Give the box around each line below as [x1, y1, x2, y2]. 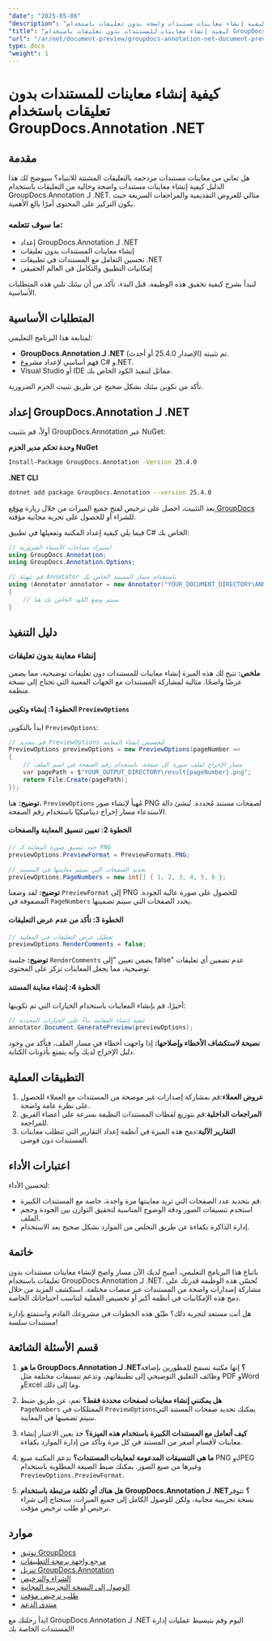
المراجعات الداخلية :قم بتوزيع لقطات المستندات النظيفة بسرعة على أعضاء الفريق [19, 1109, 262, 1119]
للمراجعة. [19, 1118, 49, 1128]
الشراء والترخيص [19, 1574, 71, 1583]
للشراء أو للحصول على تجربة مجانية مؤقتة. [8, 512, 136, 521]
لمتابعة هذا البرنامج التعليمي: [8, 333, 93, 343]
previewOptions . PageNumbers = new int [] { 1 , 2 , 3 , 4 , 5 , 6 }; [8, 873, 227, 881]
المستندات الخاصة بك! [8, 1624, 75, 1634]
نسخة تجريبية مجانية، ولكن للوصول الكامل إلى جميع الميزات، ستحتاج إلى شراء [19, 1494, 254, 1504]
